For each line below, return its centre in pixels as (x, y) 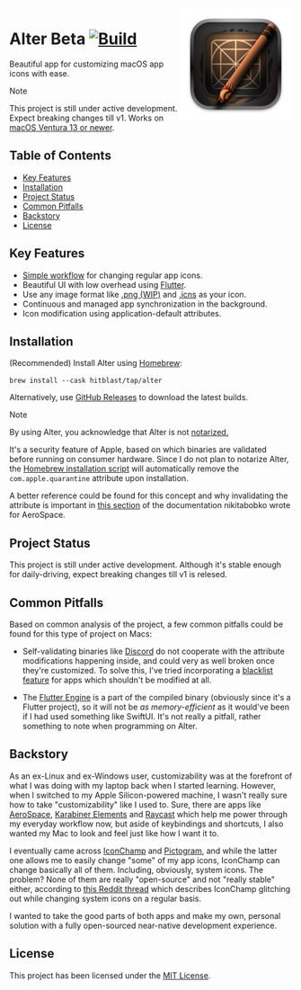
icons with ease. (40, 73)
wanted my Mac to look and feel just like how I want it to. (114, 833)
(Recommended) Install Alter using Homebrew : (96, 363)
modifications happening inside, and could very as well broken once (149, 661)
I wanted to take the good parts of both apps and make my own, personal (145, 915)
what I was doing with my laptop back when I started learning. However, (143, 785)
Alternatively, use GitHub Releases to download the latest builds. (129, 397)
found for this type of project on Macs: (81, 634)
